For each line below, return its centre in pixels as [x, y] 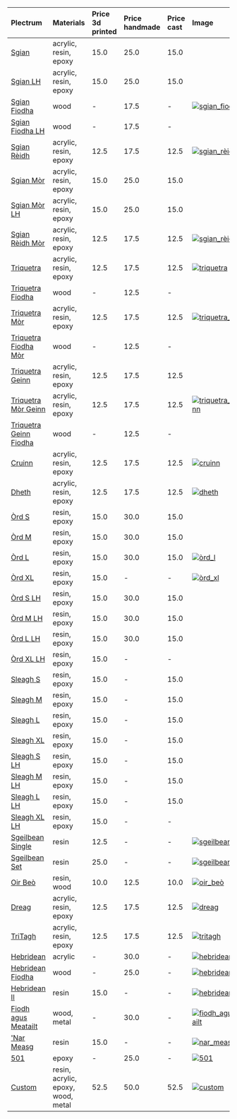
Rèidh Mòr [28, 243]
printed [104, 31]
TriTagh [24, 936]
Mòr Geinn [28, 409]
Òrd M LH [27, 618]
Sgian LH [26, 82]
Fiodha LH [28, 131]
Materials [69, 23]
